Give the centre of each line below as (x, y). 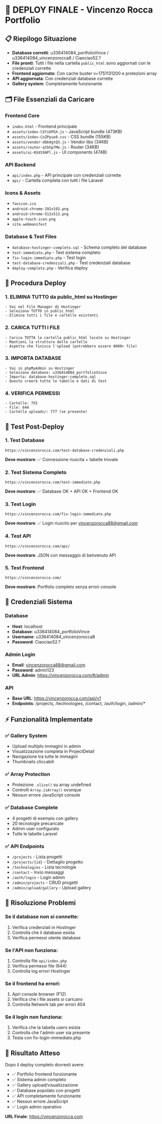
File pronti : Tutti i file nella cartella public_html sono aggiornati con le (81, 63)
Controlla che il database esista (43, 932)
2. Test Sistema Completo (36, 472)
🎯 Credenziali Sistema (39, 602)
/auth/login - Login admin (38, 877)
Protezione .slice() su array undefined (52, 785)
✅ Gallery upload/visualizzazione (45, 1085)
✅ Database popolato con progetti (46, 1091)
